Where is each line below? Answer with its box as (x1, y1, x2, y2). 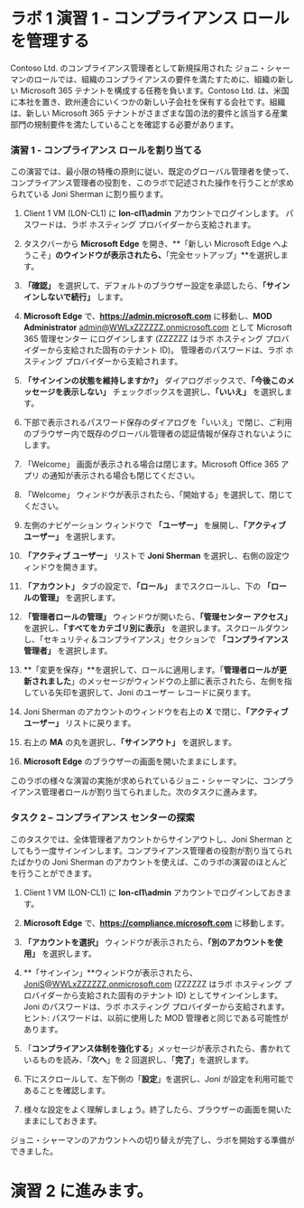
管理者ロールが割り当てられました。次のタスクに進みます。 (41, 787, 263, 797)
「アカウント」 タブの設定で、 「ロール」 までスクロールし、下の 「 (23, 580, 272, 592)
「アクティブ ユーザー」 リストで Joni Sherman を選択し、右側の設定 (23, 551, 282, 562)
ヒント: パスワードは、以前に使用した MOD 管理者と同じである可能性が (23, 1012, 289, 1023)
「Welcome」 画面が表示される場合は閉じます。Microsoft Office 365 (23, 458, 279, 470)
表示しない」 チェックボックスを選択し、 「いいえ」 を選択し (62, 386, 285, 398)
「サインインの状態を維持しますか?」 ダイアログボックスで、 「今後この (23, 375, 287, 386)
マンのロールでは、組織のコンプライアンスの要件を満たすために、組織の (10, 73, 279, 84)
